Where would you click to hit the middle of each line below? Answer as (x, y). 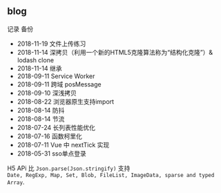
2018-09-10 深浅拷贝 (47, 93)
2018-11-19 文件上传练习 (51, 44)
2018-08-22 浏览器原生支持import (66, 101)
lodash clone (35, 60)
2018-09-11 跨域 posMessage (59, 84)
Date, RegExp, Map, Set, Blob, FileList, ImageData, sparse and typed (111, 175)
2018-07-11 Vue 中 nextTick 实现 (63, 145)
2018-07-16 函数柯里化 (50, 136)
